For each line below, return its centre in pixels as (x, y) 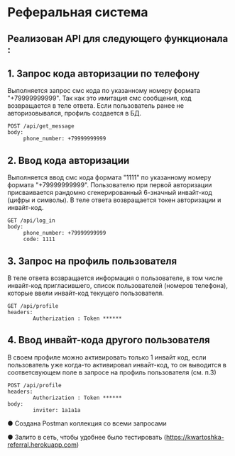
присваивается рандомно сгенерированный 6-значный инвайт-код (110, 193)
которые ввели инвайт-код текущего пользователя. (86, 293)
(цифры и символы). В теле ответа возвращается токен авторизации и (114, 200)
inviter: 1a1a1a (57, 410)
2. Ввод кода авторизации (69, 160)
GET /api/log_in (31, 221)
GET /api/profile (33, 306)
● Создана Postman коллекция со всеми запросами (87, 423)
